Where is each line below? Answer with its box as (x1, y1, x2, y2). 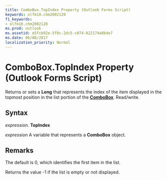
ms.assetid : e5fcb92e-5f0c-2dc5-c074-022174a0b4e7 (5, 31, 113, 36)
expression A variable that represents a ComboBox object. (5, 131, 126, 138)
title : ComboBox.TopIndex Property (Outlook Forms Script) (5, 7, 131, 13)
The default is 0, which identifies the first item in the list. (5, 159, 121, 165)
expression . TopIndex (5, 122, 50, 128)
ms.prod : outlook (5, 26, 41, 31)
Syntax (5, 109, 28, 117)
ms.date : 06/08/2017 (5, 36, 48, 41)
